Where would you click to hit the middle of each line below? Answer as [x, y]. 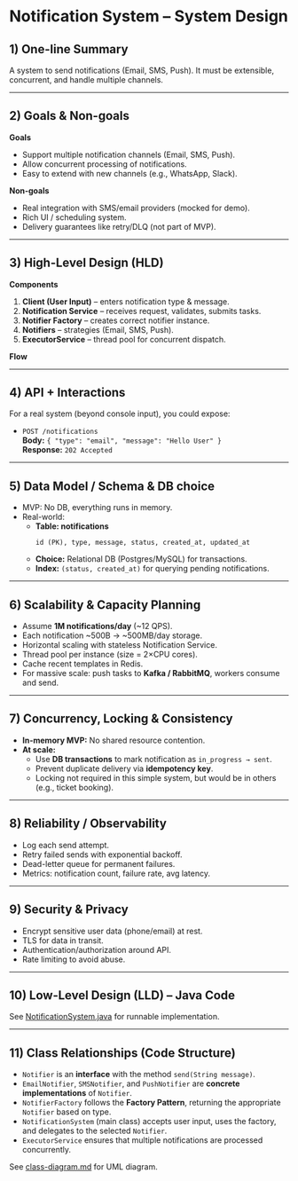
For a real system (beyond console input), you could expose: [120, 413]
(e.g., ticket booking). [74, 787]
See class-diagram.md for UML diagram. [83, 1167]
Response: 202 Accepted [67, 450]
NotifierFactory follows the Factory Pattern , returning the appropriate [151, 1103]
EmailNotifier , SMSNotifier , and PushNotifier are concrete [131, 1083]
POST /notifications [60, 432]
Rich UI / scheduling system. [74, 217]
